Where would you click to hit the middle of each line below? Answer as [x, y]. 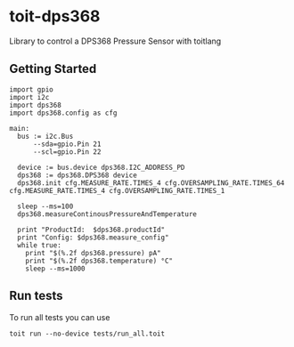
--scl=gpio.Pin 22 [67, 152]
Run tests [36, 296]
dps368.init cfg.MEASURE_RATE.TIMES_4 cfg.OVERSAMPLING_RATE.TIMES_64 [151, 183]
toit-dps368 [55, 16]
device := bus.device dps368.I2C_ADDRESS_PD [101, 167]
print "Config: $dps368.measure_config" [93, 238]
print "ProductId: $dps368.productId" [91, 230]
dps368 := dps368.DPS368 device [78, 175]
